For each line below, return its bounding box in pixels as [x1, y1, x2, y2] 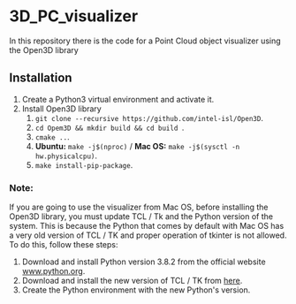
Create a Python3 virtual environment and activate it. [21, 94, 215, 104]
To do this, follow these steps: [9, 239, 118, 250]
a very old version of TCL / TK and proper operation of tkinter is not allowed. [9, 230, 287, 240]
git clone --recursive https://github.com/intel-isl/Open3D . [34, 112, 263, 123]
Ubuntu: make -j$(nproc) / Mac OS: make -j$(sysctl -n [34, 141, 240, 151]
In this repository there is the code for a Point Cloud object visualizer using [9, 35, 281, 46]
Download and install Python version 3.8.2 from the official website [21, 256, 267, 267]
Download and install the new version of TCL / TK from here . [21, 276, 243, 286]
